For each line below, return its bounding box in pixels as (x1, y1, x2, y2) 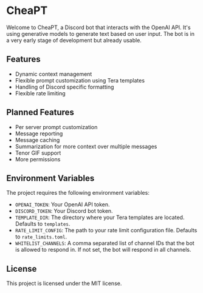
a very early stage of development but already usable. (6, 36, 142, 44)
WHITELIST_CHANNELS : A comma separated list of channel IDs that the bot (15, 240, 194, 247)
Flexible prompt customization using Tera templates (15, 76, 145, 84)
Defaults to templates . (15, 220, 71, 227)
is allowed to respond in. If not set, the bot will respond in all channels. (15, 246, 191, 254)
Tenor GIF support (15, 149, 61, 157)
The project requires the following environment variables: (6, 189, 150, 197)
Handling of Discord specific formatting (15, 83, 114, 90)
